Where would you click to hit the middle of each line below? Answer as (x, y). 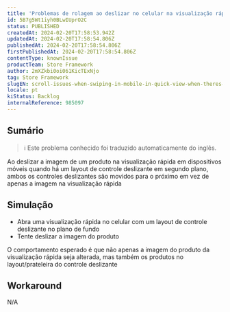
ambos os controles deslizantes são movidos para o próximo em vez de (108, 176)
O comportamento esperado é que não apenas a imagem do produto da (108, 249)
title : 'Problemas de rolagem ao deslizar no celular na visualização (110, 13)
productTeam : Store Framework (50, 65)
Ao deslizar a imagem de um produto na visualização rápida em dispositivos (114, 161)
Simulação (30, 205)
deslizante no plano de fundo (58, 229)
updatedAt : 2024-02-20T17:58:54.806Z (61, 39)
